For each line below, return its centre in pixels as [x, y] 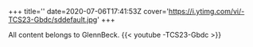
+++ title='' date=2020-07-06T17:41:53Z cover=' [89, 11]
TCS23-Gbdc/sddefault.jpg [53, 20]
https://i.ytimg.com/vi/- [206, 11]
